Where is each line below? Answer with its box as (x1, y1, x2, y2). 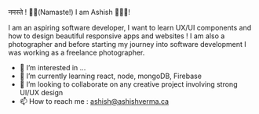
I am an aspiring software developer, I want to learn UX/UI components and (8, 23, 252, 32)
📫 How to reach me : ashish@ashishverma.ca (19, 97, 170, 105)
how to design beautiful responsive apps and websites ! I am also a (8, 31, 225, 41)
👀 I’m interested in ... (19, 63, 86, 72)
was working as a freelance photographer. (8, 48, 145, 57)
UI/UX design (19, 88, 64, 97)
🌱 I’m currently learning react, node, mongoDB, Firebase (19, 71, 202, 80)
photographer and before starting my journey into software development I (8, 40, 246, 48)
